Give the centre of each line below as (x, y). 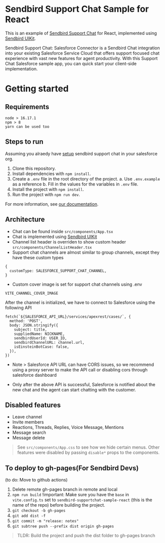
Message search (29, 433)
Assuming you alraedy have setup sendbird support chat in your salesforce (81, 153)
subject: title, (31, 330)
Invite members (28, 422)
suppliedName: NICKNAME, (39, 334)
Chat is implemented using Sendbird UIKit (55, 237)
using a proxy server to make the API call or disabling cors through (80, 369)
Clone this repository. (34, 168)
